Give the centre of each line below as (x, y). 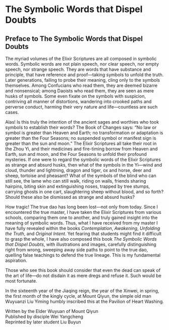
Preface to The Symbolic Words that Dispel (74, 39)
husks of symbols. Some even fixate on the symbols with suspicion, (76, 96)
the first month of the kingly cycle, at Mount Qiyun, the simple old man (78, 296)
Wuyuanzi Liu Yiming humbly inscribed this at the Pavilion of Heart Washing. (84, 301)
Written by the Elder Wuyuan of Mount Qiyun (52, 311)
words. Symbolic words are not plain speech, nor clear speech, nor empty (82, 64)
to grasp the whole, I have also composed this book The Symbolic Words (81, 239)
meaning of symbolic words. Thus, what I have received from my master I (81, 223)
